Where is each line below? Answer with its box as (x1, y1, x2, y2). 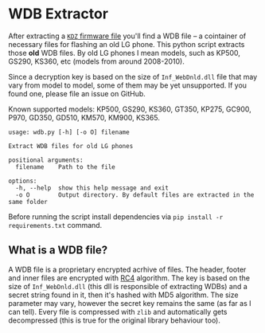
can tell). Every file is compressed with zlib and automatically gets (8, 307, 228, 316)
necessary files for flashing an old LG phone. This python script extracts (8, 39, 245, 49)
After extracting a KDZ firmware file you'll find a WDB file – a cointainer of (8, 31, 247, 41)
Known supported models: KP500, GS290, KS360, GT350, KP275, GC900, (8, 104, 252, 114)
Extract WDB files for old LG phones (8, 142, 134, 150)
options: (8, 177, 37, 185)
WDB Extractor (8, 5, 109, 23)
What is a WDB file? (8, 244, 108, 257)
